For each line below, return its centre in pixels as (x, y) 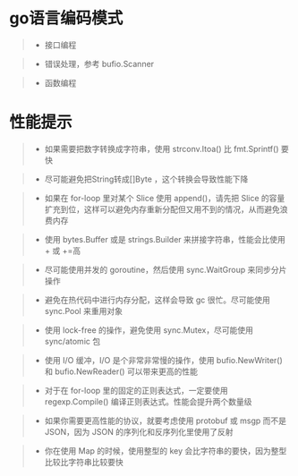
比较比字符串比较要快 (84, 462)
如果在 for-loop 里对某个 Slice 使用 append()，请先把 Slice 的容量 (165, 198)
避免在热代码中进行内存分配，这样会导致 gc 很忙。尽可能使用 (158, 300)
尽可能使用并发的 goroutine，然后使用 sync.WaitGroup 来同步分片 (166, 269)
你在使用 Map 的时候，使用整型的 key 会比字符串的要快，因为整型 (166, 450)
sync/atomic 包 (72, 341)
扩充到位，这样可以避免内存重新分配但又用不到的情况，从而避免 (162, 209)
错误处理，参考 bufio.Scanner (99, 64)
